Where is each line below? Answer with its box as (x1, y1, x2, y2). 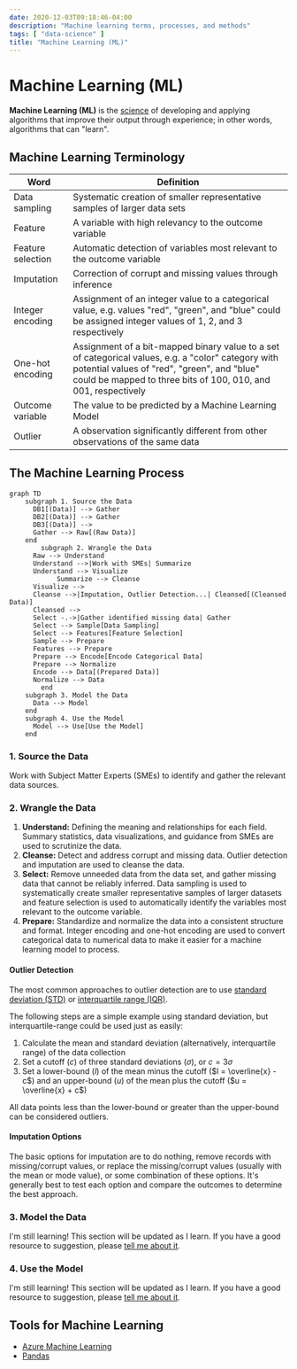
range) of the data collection (21, 1046, 126, 1057)
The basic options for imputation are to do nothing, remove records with (9, 1151, 271, 1162)
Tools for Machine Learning (9, 1318, 164, 1333)
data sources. (9, 780, 59, 790)
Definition (156, 176, 200, 188)
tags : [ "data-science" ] (9, 29, 104, 38)
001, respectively (72, 385, 146, 397)
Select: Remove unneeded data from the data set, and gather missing (21, 869, 277, 880)
